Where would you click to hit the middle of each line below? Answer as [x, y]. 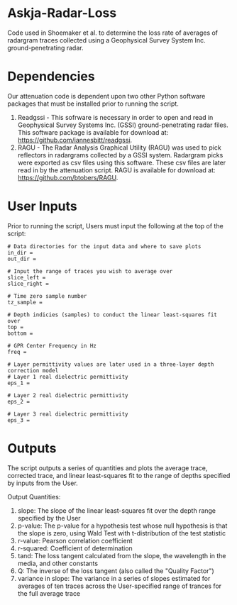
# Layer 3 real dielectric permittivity [68, 414]
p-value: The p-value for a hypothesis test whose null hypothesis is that [122, 526]
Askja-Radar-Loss [62, 13]
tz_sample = [25, 302]
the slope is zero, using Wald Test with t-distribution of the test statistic [121, 533]
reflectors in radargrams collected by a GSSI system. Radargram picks [120, 155]
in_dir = [20, 252]
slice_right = [28, 284]
